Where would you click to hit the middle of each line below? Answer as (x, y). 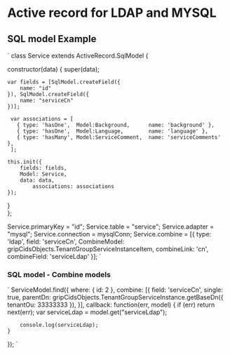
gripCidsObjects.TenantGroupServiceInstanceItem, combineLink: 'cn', (108, 249)
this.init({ (25, 162)
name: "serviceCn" (47, 100)
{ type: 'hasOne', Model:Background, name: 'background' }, (116, 125)
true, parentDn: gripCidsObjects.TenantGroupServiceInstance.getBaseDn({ (115, 297)
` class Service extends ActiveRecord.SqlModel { (78, 55)
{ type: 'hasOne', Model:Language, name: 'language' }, (113, 131)
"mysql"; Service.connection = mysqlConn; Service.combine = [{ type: (109, 234)
